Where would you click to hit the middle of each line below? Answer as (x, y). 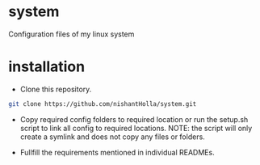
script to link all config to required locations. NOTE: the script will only (136, 128)
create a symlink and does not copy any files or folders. (113, 137)
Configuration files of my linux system (71, 34)
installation (47, 67)
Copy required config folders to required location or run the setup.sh (134, 119)
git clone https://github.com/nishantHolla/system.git (103, 104)
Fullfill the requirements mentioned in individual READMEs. (117, 152)
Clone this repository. (56, 89)
